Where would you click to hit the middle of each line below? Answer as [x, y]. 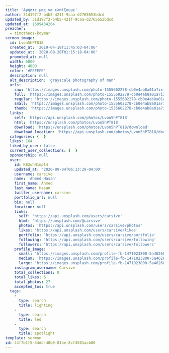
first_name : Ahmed [33, 184]
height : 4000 [23, 66]
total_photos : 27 [32, 282]
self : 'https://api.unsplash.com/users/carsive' [70, 216]
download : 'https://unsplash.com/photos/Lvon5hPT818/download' [82, 127]
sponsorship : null [29, 155]
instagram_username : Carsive [45, 268]
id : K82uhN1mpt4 [31, 164]
